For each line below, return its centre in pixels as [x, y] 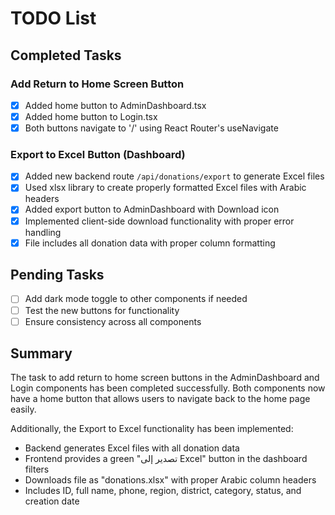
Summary [41, 353]
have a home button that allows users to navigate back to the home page [160, 399]
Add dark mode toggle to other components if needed [136, 299]
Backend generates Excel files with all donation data [132, 448]
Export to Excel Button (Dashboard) [98, 154]
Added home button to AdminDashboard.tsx [115, 105]
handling [43, 232]
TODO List [53, 18]
